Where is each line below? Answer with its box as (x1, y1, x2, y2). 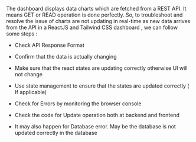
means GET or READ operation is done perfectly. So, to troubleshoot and (6, 11, 183, 18)
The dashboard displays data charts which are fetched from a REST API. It (6, 5, 187, 12)
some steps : (6, 30, 38, 37)
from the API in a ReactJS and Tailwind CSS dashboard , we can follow (6, 24, 178, 31)
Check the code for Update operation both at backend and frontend (14, 112, 180, 118)
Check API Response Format (14, 41, 84, 49)
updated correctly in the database (14, 130, 97, 136)
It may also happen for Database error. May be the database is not (14, 123, 176, 130)
